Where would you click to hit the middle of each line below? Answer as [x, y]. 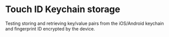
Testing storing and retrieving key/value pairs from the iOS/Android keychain [84, 23]
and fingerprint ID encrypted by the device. [50, 28]
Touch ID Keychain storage [63, 9]
